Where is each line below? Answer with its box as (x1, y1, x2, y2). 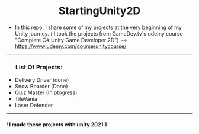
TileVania (14, 95, 37, 103)
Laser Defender (14, 102, 53, 109)
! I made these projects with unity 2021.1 (6, 120, 107, 128)
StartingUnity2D (58, 4, 141, 18)
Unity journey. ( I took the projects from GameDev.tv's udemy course (14, 30, 183, 37)
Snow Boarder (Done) (14, 83, 68, 90)
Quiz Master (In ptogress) (14, 89, 78, 96)
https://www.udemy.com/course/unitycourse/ (14, 43, 127, 50)
